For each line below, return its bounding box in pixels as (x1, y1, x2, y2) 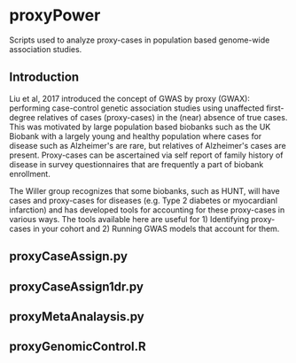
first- (265, 103, 284, 113)
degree (9, 112, 35, 122)
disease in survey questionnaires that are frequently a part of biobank (9, 158, 264, 169)
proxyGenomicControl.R (9, 339, 146, 354)
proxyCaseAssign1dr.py (9, 279, 144, 294)
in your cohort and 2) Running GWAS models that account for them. (32, 223, 280, 234)
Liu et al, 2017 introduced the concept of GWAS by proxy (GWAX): (9, 93, 251, 104)
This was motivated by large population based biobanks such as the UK (9, 121, 271, 132)
